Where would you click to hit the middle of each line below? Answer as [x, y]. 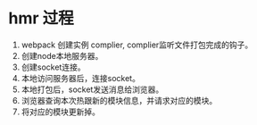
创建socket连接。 [53, 67]
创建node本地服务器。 [62, 55]
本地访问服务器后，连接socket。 [80, 78]
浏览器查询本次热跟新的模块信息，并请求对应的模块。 [119, 100]
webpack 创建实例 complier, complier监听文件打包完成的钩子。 [137, 45]
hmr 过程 [41, 18]
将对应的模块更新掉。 [60, 112]
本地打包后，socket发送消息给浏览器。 [92, 89]
